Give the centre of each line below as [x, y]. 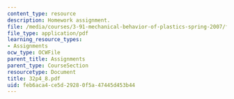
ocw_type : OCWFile [34, 53]
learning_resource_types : [45, 40]
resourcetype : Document [42, 72]
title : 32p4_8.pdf [34, 78]
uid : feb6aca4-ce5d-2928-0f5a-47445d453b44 [71, 85]
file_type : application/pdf [48, 33]
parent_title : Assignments [46, 59]
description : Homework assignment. [59, 20]
